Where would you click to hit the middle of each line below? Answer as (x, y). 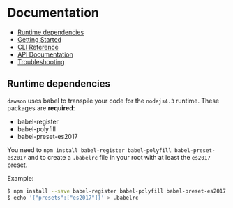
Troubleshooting (41, 61)
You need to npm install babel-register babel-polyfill (90, 150)
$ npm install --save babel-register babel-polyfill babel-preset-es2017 (117, 191)
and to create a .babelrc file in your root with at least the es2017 (119, 157)
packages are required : (41, 108)
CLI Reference (38, 47)
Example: (21, 178)
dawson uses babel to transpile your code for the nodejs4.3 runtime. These (113, 101)
